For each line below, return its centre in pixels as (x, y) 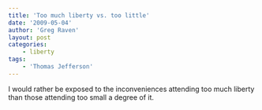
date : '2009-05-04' (40, 23)
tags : (17, 60)
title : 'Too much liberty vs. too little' (79, 15)
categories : (28, 45)
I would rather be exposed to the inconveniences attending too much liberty (131, 89)
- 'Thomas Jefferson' (58, 67)
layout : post (30, 37)
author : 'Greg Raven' (44, 30)
